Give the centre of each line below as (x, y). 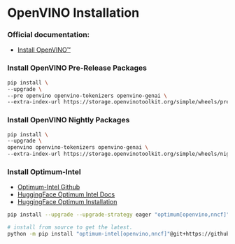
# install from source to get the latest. (70, 228)
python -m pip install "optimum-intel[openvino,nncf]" (89, 234)
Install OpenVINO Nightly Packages (69, 120)
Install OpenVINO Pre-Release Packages (77, 68)
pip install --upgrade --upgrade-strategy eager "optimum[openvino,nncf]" (119, 215)
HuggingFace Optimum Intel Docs (66, 194)
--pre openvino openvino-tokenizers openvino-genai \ (87, 96)
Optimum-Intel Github (49, 187)
